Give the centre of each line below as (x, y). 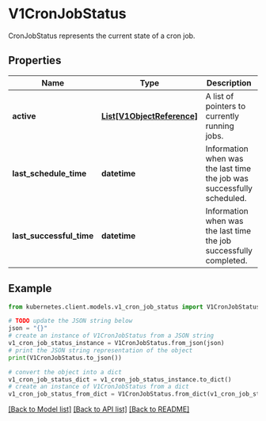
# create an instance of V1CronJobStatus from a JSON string (111, 336)
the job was (227, 178)
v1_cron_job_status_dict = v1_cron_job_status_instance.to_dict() (120, 379)
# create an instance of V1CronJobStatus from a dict (99, 387)
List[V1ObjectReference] (150, 116)
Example (30, 288)
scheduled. (226, 198)
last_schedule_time (49, 173)
